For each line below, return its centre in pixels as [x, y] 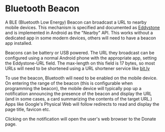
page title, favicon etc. [28, 109]
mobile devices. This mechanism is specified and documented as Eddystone [82, 27]
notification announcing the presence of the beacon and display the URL [79, 94]
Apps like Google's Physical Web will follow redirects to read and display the [82, 104]
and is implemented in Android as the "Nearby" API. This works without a [79, 33]
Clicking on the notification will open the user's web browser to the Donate [81, 119]
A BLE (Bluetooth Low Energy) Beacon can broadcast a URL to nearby [76, 22]
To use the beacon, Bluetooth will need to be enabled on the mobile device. [82, 78]
